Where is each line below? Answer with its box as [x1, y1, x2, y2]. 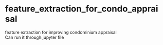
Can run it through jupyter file [5, 34, 64, 40]
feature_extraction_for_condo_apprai [5, 3, 158, 14]
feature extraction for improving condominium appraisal [5, 29, 117, 35]
